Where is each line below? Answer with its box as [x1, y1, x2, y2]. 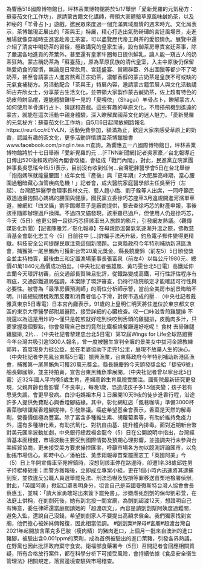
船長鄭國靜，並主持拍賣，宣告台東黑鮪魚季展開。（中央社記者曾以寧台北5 [6, 369, 187, 375]
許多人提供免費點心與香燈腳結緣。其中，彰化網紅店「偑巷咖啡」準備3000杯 [6, 399, 195, 405]
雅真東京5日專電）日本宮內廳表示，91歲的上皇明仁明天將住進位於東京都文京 [6, 300, 195, 307]
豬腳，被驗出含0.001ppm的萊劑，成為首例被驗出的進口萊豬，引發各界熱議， [6, 535, 195, 542]
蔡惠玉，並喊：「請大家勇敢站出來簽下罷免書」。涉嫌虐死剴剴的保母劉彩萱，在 [6, 490, 197, 496]
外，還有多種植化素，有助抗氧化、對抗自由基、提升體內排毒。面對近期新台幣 [6, 421, 197, 428]
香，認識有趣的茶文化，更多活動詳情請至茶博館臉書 [6, 134, 134, 141]
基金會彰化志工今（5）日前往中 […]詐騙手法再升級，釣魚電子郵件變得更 [11, 232, 189, 239]
